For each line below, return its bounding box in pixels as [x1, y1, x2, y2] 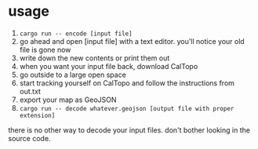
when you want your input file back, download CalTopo [19, 61, 198, 71]
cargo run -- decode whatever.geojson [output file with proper [19, 104, 234, 112]
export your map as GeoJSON [19, 95, 117, 104]
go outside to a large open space [19, 70, 127, 79]
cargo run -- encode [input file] [19, 30, 133, 38]
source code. [8, 133, 51, 143]
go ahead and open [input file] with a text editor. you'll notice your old [19, 36, 245, 45]
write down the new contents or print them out [19, 53, 170, 63]
